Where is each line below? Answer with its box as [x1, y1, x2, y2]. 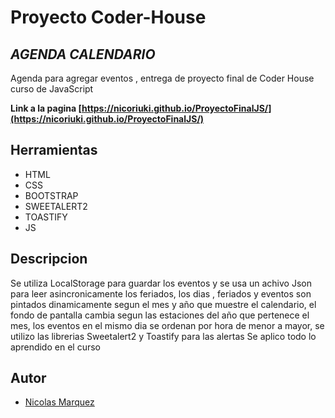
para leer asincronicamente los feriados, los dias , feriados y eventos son [10, 287, 312, 300]
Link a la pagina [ [10, 102, 82, 114]
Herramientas [10, 142, 98, 159]
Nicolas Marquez [24, 396, 95, 408]
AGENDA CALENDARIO [10, 46, 156, 63]
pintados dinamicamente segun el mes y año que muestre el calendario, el [10, 298, 317, 310]
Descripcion [10, 251, 88, 268]
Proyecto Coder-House [10, 6, 207, 29]
